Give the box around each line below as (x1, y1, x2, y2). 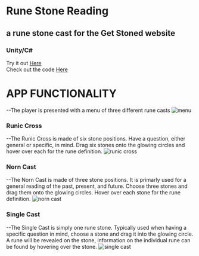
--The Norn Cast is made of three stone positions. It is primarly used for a (6, 176, 186, 184)
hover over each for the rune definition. (6, 148, 102, 155)
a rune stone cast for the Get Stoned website (6, 28, 176, 38)
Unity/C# (6, 46, 33, 54)
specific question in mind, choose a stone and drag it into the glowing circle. (6, 230, 194, 237)
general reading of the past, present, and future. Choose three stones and (6, 182, 188, 190)
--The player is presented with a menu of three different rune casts (6, 106, 170, 114)
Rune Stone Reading (6, 4, 109, 18)
